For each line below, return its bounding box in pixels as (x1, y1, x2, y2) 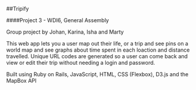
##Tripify (6, 5, 29, 12)
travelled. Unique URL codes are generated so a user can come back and (6, 53, 188, 59)
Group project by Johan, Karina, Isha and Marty (6, 28, 124, 35)
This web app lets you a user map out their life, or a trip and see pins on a (6, 40, 188, 47)
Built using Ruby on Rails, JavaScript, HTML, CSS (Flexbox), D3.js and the (6, 71, 189, 77)
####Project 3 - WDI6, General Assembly (6, 17, 109, 23)
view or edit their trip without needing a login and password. (6, 59, 155, 66)
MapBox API (6, 77, 37, 84)
